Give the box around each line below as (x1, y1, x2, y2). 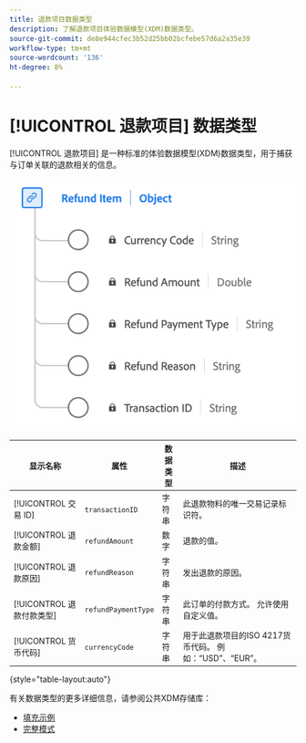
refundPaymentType (85, 605, 155, 615)
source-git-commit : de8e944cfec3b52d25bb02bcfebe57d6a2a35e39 (9, 34, 250, 43)
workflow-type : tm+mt (9, 44, 92, 53)
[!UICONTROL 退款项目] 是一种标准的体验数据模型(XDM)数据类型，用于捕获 (9, 147, 293, 159)
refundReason (85, 569, 135, 578)
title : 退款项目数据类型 (9, 15, 93, 24)
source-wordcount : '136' (9, 53, 104, 63)
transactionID (85, 505, 138, 515)
